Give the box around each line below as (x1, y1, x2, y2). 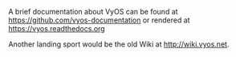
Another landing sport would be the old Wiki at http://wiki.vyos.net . (8, 39, 230, 49)
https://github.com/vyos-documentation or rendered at (8, 15, 190, 25)
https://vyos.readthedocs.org (8, 24, 106, 33)
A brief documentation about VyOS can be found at (8, 7, 178, 16)
